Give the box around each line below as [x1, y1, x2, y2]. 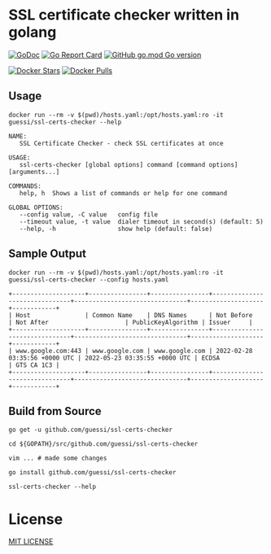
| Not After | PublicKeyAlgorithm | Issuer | [8, 318, 253, 326]
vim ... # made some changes [8, 454, 107, 463]
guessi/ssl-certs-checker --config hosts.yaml [8, 275, 169, 284]
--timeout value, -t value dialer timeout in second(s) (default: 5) [19, 217, 264, 225]
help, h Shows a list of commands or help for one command [19, 189, 228, 197]
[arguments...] [8, 168, 60, 176]
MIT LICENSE [8, 537, 54, 547]
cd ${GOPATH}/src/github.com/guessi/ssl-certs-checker [8, 440, 199, 448]
